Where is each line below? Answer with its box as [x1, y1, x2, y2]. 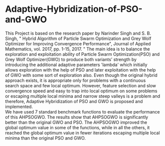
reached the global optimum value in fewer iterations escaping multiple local [5, 130, 160, 136]
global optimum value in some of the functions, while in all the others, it [5, 124, 150, 130]
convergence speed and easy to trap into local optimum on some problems [5, 88, 158, 94]
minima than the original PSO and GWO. [5, 135, 86, 141]
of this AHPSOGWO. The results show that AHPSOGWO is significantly [5, 114, 149, 120]
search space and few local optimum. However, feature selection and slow [5, 82, 156, 88]
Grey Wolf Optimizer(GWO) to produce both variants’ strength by [5, 56, 137, 62]
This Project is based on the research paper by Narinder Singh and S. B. [5, 30, 151, 36]
